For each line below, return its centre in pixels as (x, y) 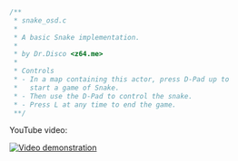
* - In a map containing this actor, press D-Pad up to (121, 80)
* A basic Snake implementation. (77, 37)
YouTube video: (39, 130)
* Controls (34, 71)
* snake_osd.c (40, 20)
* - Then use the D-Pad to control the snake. (103, 96)
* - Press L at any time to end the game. (95, 104)
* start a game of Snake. (66, 88)
